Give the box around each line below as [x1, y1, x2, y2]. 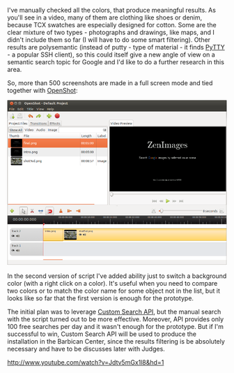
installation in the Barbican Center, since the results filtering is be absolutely [7, 337, 225, 345]
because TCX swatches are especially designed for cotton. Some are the [7, 21, 217, 29]
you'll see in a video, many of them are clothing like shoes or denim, [7, 13, 203, 22]
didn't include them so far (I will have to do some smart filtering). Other [7, 36, 211, 44]
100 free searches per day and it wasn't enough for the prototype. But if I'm [7, 322, 224, 330]
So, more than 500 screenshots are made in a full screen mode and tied [7, 79, 213, 87]
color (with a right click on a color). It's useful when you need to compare [7, 279, 218, 287]
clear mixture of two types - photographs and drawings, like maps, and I [7, 28, 214, 36]
